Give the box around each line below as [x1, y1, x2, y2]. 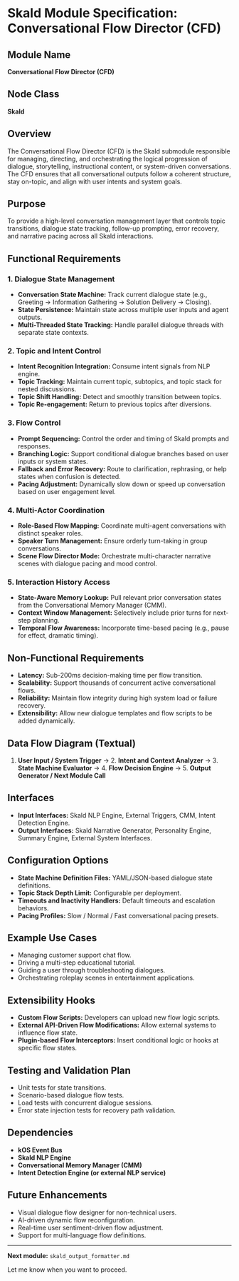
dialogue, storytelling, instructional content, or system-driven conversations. [7, 162, 231, 171]
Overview [7, 128, 52, 140]
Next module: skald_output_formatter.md [7, 1251, 130, 1260]
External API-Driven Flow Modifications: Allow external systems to [17, 1021, 217, 1030]
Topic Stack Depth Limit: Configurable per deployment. [17, 888, 181, 897]
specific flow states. [17, 1044, 77, 1053]
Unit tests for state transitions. [17, 1083, 107, 1092]
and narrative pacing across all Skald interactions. [7, 232, 154, 241]
